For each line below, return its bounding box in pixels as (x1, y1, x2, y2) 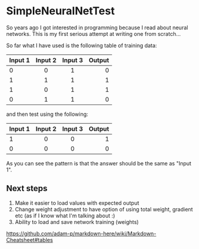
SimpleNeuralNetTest (6, 4, 115, 18)
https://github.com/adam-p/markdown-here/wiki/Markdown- (6, 230, 157, 237)
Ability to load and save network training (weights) (14, 218, 139, 225)
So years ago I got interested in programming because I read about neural (6, 24, 188, 31)
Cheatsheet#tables (6, 236, 53, 243)
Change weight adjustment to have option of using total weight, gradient (14, 205, 193, 213)
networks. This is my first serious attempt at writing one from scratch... (6, 30, 181, 37)
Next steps (6, 183, 48, 193)
